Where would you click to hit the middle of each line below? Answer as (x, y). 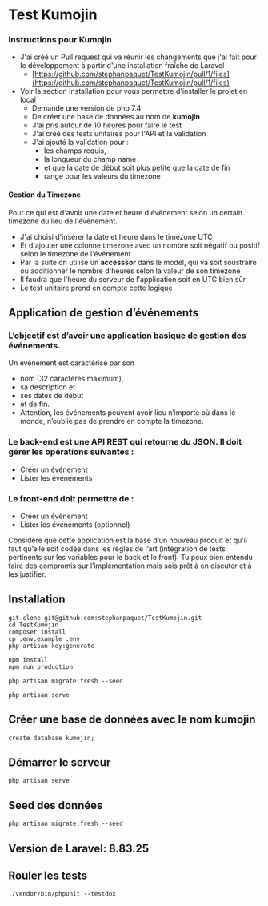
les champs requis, (75, 151)
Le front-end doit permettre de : (71, 498)
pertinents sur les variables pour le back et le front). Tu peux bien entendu (131, 557)
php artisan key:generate (51, 646)
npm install (28, 660)
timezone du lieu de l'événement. (63, 221)
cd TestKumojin (34, 625)
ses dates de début (52, 396)
